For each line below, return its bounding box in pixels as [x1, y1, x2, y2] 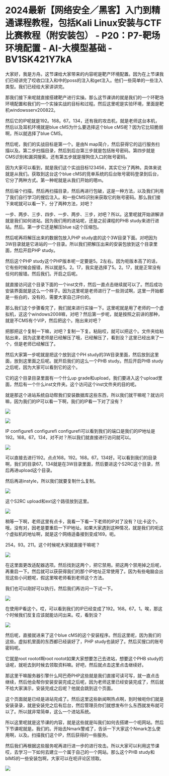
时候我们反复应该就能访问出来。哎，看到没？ [9, 612, 102, 618]
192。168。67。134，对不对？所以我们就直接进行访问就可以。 [5, 434, 134, 440]
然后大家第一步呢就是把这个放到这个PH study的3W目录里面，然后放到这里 [5, 351, 159, 357]
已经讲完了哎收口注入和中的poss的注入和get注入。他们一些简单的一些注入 [9, 77, 163, 83]
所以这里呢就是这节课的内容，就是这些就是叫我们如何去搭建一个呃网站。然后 [5, 719, 164, 725]
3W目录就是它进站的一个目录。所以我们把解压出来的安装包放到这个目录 [5, 241, 153, 247]
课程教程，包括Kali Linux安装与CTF [14, 17, 162, 29]
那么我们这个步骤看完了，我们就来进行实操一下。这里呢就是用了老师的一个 [5, 304, 159, 311]
